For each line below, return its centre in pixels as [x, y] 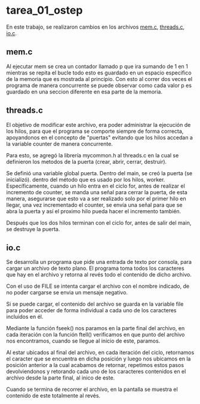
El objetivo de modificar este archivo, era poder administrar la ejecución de [99, 125]
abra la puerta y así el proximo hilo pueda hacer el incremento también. [94, 211]
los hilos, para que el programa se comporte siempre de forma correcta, [95, 131]
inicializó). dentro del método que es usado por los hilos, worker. [86, 179]
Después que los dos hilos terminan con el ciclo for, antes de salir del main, [99, 223]
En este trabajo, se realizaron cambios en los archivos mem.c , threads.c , [96, 27]
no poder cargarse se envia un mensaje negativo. [67, 293]
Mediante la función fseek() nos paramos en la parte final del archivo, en [96, 328]
